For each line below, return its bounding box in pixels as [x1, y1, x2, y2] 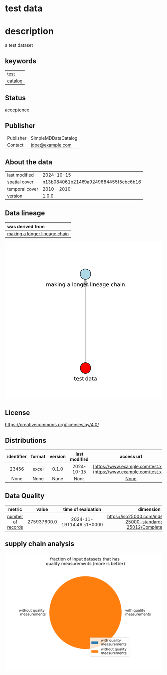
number [7, 514, 23, 520]
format [31, 454, 46, 460]
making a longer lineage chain [7, 230, 69, 237]
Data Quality [5, 491, 45, 500]
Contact [7, 142, 24, 148]
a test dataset [5, 42, 33, 48]
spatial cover [7, 179, 34, 185]
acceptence [5, 107, 30, 113]
